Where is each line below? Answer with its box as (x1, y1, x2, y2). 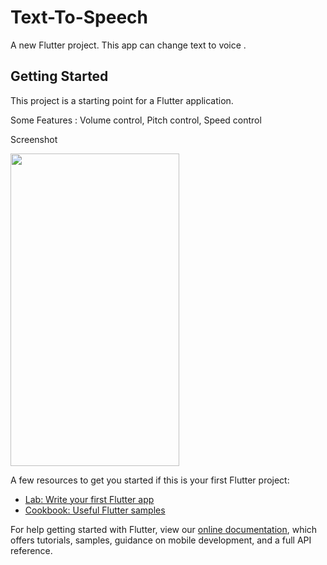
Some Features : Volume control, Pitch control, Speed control (10, 114, 262, 126)
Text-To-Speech (10, 6, 149, 29)
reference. (10, 544, 53, 556)
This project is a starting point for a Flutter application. (10, 94, 234, 106)
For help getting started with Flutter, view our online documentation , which (10, 523, 318, 535)
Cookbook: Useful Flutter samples (24, 504, 166, 516)
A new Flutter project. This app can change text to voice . (10, 39, 247, 51)
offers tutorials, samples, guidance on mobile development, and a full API (10, 534, 312, 546)
